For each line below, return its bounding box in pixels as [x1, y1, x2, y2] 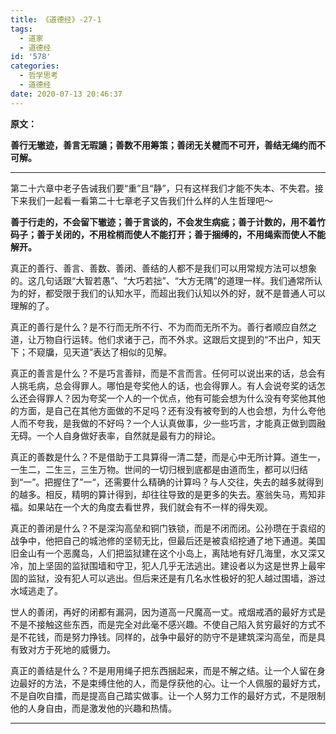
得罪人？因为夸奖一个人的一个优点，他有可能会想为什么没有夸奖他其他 [36, 392, 326, 404]
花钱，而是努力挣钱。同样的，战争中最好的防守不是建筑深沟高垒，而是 [27, 631, 317, 643]
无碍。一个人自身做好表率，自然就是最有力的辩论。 [10, 429, 221, 441]
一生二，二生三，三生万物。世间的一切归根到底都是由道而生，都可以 [10, 463, 291, 475]
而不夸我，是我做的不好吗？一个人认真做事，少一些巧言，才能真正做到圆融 [18, 417, 326, 429]
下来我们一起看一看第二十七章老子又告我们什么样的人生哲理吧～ [10, 194, 273, 206]
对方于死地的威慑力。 [27, 643, 116, 655]
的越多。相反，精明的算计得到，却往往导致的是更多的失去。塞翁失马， [10, 488, 300, 500]
